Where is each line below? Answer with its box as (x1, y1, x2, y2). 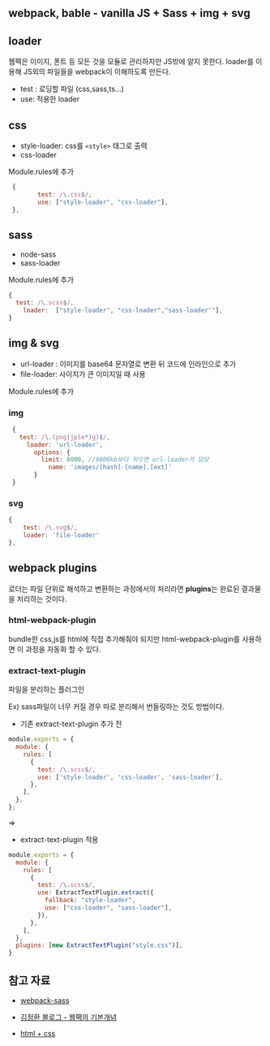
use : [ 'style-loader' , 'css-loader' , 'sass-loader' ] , (37, 773, 223, 781)
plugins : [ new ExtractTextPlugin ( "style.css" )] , (15, 941, 183, 949)
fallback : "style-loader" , (44, 897, 136, 905)
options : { (33, 448, 71, 456)
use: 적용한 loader (19, 94, 79, 104)
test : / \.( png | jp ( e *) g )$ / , (19, 433, 111, 441)
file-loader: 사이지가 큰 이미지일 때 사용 (19, 369, 146, 378)
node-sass (19, 249, 57, 259)
